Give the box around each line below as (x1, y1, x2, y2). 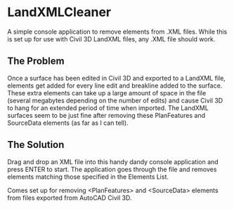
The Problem (7, 55, 65, 67)
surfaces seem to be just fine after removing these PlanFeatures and (7, 111, 206, 119)
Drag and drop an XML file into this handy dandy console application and (7, 157, 219, 166)
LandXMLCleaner (7, 4, 111, 20)
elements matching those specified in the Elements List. (7, 173, 169, 181)
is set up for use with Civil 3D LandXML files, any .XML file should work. (7, 34, 216, 43)
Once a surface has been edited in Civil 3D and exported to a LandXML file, (7, 74, 226, 82)
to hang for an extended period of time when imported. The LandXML (7, 103, 209, 112)
